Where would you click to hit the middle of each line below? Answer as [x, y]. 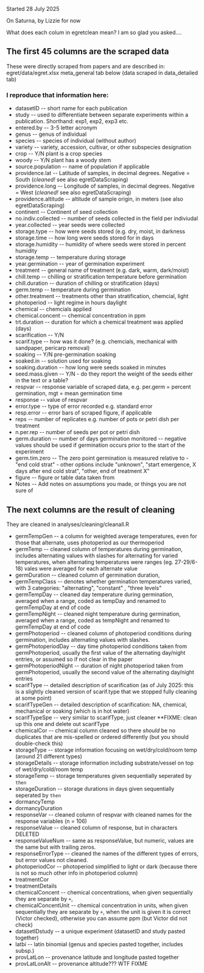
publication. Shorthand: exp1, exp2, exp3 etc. [72, 121]
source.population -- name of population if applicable [82, 166]
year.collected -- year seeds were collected [70, 225]
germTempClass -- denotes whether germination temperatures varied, [103, 581]
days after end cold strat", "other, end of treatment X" [83, 471]
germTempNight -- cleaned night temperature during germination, [98, 614]
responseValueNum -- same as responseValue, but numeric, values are [104, 840]
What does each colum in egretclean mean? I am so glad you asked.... [94, 32]
